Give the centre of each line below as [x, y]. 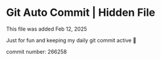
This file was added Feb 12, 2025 [47, 29]
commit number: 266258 [37, 51]
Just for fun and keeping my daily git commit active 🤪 [71, 40]
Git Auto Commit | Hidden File [81, 13]
